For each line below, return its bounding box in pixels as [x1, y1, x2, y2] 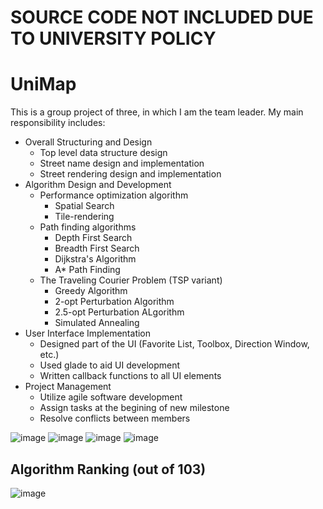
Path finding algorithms [39, 221, 137, 233]
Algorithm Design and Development [24, 179, 172, 191]
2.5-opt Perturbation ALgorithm [54, 306, 185, 318]
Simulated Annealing [54, 317, 140, 329]
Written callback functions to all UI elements [39, 370, 222, 382]
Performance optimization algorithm [39, 189, 189, 201]
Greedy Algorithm [54, 285, 128, 297]
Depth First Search [54, 232, 133, 244]
